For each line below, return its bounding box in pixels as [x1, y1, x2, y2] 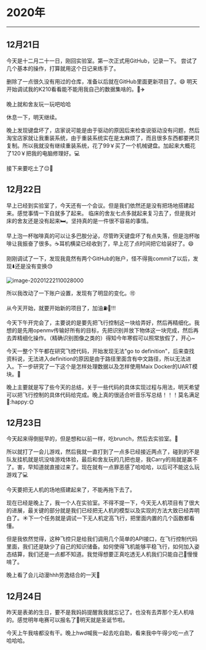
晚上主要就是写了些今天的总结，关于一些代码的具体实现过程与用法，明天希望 [6, 383, 200, 391]
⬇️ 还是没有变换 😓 [12, 262, 53, 270]
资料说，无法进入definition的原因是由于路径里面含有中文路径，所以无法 [6, 354, 186, 362]
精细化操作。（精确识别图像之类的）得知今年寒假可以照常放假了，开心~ [17, 334, 196, 342]
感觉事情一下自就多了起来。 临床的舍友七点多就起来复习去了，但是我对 [17, 209, 196, 217]
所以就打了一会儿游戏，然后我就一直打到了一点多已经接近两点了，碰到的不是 [6, 448, 200, 455]
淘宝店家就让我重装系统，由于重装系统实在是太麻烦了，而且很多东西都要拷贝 [6, 134, 200, 141]
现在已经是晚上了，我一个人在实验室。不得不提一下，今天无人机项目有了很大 [6, 499, 200, 507]
